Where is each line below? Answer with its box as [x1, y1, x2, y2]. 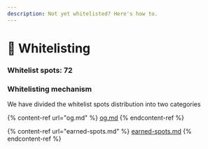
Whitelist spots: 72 [7, 65, 73, 75]
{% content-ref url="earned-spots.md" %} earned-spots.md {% [7, 127, 193, 136]
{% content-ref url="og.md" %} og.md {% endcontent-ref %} [7, 113, 184, 122]
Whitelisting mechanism [7, 84, 92, 94]
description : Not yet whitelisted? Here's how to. [7, 10, 158, 17]
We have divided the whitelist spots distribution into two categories [7, 100, 201, 108]
